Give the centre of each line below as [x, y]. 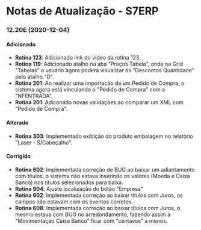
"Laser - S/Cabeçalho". [44, 142]
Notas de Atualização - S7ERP [82, 11]
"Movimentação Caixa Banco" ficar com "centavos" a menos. [91, 220]
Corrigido [19, 156]
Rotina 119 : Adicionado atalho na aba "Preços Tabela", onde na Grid [99, 64]
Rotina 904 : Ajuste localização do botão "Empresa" [79, 188]
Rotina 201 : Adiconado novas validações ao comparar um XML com [99, 102]
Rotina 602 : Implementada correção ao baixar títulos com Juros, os [99, 195]
